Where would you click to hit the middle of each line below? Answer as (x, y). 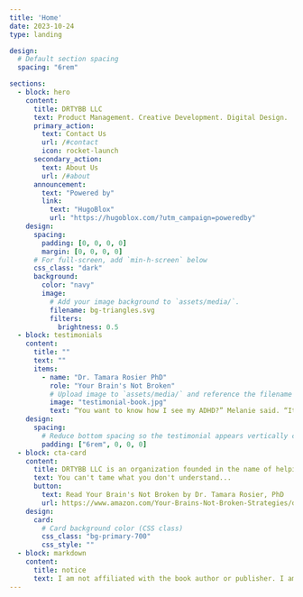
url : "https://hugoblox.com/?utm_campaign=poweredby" (152, 218)
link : (52, 201)
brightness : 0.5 (88, 327)
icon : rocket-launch (80, 151)
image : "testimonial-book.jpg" (108, 402)
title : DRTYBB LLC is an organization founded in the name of (152, 470)
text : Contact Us (74, 134)
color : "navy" (68, 285)
